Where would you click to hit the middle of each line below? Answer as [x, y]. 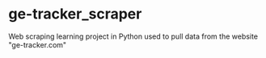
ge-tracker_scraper [75, 14]
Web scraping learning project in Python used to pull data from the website [133, 36]
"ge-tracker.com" [38, 44]
